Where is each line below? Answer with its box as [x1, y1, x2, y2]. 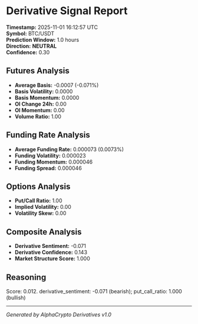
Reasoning [6, 272, 47, 282]
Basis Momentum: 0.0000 [14, 94, 80, 101]
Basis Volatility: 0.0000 [14, 87, 73, 95]
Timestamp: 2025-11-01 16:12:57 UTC [6, 24, 98, 31]
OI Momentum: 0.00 [14, 106, 65, 113]
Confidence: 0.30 [6, 48, 50, 55]
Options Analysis [6, 181, 71, 191]
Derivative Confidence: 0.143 [14, 249, 87, 256]
